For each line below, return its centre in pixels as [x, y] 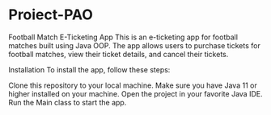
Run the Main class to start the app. [68, 102]
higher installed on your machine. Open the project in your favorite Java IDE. [135, 93]
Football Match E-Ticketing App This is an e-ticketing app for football [123, 37]
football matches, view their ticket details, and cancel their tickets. [119, 54]
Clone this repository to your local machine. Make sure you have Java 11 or [133, 85]
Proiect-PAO [51, 15]
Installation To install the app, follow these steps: [89, 69]
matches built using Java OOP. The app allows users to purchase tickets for [134, 45]
